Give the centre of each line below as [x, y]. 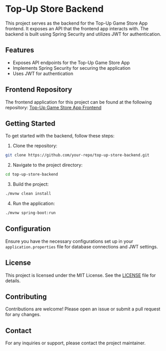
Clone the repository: [35, 146]
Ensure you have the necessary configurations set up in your [69, 241]
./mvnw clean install [28, 194]
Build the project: [31, 184]
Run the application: [34, 203]
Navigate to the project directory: [48, 165]
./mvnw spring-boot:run [31, 213]
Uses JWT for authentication [43, 73]
